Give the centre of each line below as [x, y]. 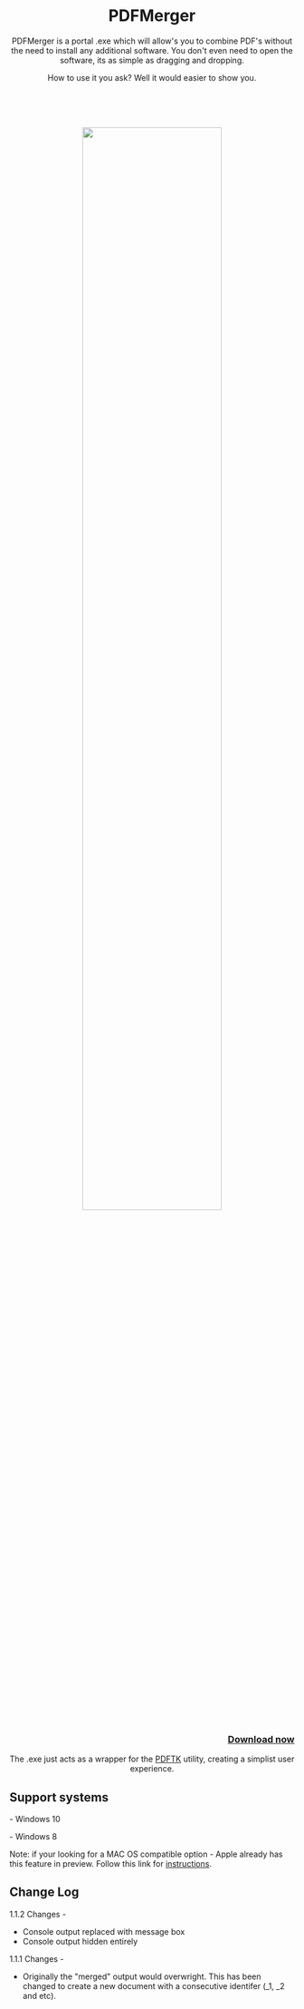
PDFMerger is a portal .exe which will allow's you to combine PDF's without [152, 41]
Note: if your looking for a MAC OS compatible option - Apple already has [146, 1854]
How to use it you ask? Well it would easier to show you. [152, 77]
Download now [261, 1739]
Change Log [44, 1893]
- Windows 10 [35, 1820]
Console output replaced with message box [104, 1931]
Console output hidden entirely [80, 1941]
